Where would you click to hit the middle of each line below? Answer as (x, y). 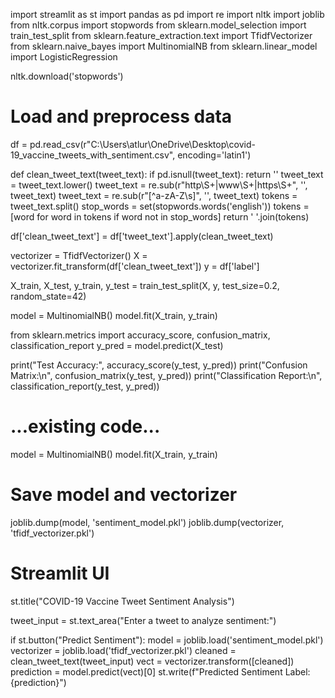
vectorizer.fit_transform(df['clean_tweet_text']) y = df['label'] (135, 266)
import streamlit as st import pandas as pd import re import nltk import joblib (167, 14)
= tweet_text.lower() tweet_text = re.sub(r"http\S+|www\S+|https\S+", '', (159, 185)
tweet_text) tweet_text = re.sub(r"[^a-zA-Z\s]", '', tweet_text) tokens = (154, 195)
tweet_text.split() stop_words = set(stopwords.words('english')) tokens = (160, 206)
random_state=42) (48, 296)
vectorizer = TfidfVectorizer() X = (79, 255)
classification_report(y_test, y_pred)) (85, 386)
